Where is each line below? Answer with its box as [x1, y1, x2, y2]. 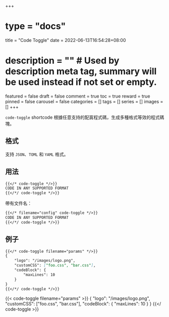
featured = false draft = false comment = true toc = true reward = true [5, 93, 150, 99]
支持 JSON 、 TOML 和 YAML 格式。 [5, 151, 69, 157]
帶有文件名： [5, 200, 32, 206]
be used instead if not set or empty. [5, 76, 157, 88]
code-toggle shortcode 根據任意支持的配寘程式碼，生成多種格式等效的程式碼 [5, 114, 164, 120]
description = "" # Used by [5, 55, 120, 66]
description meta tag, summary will [5, 66, 157, 77]
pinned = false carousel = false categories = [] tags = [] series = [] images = [5, 98, 163, 104]
